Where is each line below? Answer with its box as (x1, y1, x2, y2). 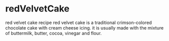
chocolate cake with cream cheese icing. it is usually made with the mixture (5, 24, 164, 30)
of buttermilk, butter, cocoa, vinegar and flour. (5, 30, 102, 36)
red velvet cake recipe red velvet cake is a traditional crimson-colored (5, 19, 152, 25)
